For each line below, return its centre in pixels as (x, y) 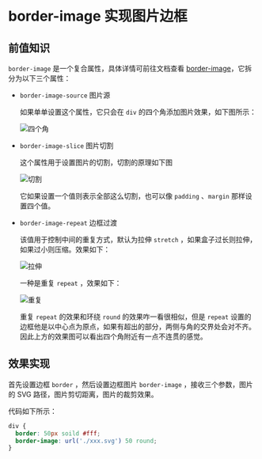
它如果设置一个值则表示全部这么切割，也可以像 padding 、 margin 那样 (132, 196)
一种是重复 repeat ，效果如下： (70, 283)
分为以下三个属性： (40, 78)
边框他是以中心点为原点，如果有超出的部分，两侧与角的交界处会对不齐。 (137, 326)
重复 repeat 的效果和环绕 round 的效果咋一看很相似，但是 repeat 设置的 (135, 317)
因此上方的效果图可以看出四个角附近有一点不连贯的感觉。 (113, 336)
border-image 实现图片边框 (98, 16)
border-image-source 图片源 (65, 95)
